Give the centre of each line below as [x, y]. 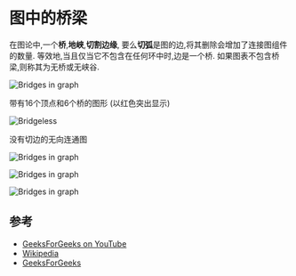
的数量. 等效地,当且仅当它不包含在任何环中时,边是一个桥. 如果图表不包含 [141, 55]
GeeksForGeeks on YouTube [74, 244]
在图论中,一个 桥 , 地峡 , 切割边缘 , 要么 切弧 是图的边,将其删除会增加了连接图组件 [148, 45]
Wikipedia [40, 253]
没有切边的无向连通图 [48, 139]
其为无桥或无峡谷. [68, 67]
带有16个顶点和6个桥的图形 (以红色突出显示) [90, 102]
